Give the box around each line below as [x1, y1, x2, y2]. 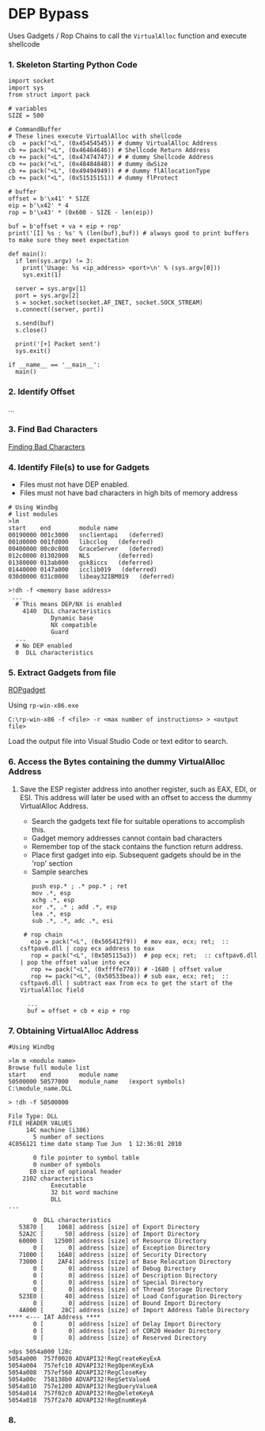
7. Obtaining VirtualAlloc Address [8, 1025, 139, 1036]
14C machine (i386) [25, 1126, 90, 1134]
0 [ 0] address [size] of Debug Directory [32, 1265, 196, 1273]
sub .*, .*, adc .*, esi [31, 917, 114, 924]
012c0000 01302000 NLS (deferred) [8, 552, 154, 560]
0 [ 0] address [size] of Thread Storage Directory [32, 1285, 228, 1294]
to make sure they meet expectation [8, 237, 129, 245]
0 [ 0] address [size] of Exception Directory [32, 1244, 211, 1252]
